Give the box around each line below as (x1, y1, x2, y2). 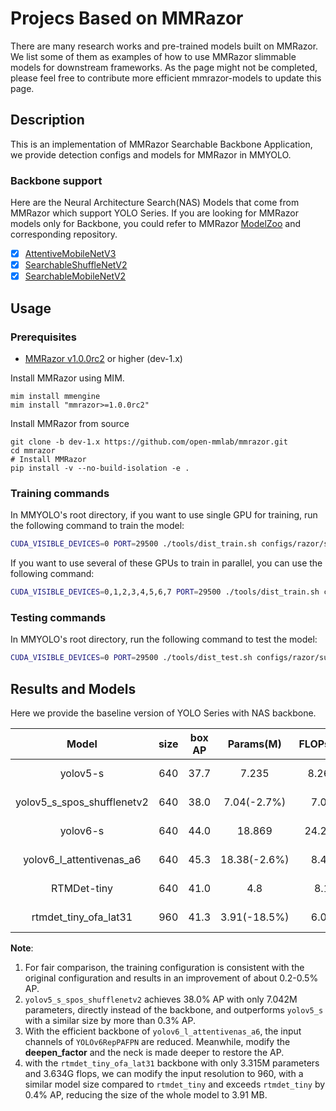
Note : (10, 942, 34, 954)
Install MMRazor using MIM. (10, 372, 125, 384)
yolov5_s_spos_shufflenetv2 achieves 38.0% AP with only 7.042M (24, 993, 298, 1005)
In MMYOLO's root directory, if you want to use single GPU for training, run (10, 509, 318, 521)
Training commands (10, 486, 110, 500)
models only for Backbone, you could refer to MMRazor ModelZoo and (10, 218, 302, 230)
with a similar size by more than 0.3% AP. (24, 1014, 196, 1026)
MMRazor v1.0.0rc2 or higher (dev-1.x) (24, 352, 183, 364)
